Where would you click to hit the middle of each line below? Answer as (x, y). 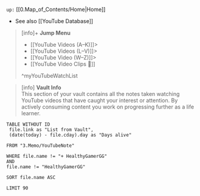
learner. (31, 113)
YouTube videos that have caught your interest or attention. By (99, 100)
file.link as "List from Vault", (51, 130)
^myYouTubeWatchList (49, 76)
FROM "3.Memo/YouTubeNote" (40, 146)
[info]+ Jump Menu (46, 33)
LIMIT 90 (17, 188)
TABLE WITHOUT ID (28, 124)
